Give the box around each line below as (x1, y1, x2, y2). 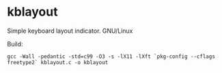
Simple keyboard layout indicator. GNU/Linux (7, 27, 133, 35)
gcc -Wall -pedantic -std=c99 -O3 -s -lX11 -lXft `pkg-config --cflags (7, 53, 215, 60)
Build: (7, 40, 23, 48)
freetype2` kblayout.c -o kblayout (7, 59, 109, 65)
